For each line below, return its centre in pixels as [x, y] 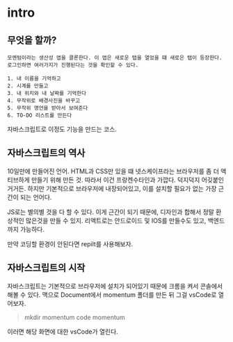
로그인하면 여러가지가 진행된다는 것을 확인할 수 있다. [73, 65]
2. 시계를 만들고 [28, 86]
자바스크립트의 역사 [46, 153]
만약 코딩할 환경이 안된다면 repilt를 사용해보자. [70, 243]
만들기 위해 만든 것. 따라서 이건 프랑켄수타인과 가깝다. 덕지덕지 [115, 180]
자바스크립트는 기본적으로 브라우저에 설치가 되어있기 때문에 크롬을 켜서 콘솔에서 [115, 286]
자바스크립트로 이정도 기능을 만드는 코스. [62, 129]
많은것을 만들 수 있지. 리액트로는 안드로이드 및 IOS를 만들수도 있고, [116, 221]
